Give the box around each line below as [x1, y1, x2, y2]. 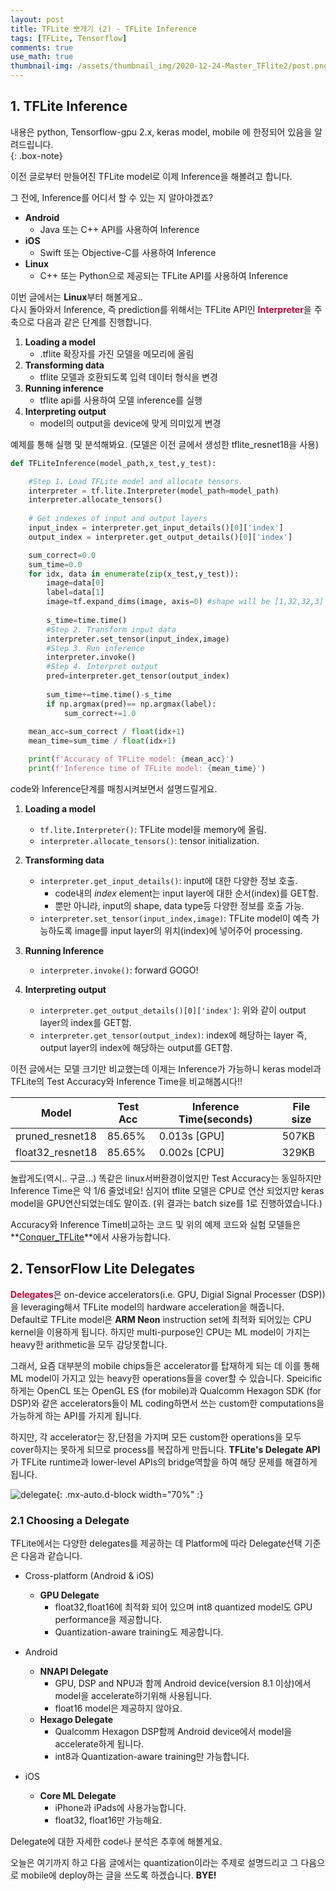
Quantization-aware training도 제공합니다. [54, 1626, 224, 1638]
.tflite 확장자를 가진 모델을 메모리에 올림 [39, 347, 195, 360]
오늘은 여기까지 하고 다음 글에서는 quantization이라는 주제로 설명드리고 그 [10, 1857, 299, 1869]
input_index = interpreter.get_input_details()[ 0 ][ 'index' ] [28, 523, 284, 533]
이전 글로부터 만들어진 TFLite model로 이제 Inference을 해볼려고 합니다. [10, 170, 293, 182]
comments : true [10, 42, 74, 53]
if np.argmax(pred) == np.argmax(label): [46, 699, 217, 709]
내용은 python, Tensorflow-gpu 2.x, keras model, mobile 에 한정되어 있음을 [10, 126, 313, 138]
